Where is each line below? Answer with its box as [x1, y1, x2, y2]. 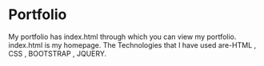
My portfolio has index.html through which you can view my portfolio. [8, 32, 237, 41]
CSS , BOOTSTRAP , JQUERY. [8, 49, 107, 58]
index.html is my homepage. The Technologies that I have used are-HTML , [8, 40, 257, 49]
